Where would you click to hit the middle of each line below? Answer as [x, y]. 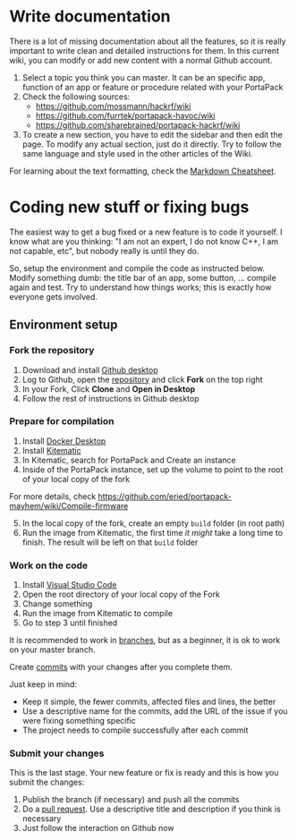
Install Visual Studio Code [69, 585]
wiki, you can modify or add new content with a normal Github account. [141, 60]
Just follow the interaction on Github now [98, 828]
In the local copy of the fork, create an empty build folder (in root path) [153, 523]
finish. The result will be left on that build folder [110, 542]
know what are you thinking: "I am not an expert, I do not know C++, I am [144, 241]
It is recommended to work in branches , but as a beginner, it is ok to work [145, 641]
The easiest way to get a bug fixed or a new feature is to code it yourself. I [146, 232]
